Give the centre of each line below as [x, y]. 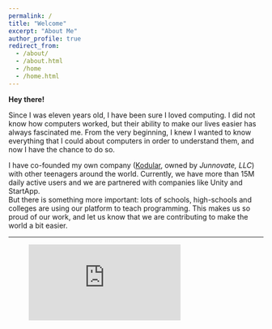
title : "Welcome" [38, 23]
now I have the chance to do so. [62, 149]
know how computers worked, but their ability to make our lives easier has [132, 123]
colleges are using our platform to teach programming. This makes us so [130, 208]
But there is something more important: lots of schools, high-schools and [130, 199]
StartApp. [24, 190]
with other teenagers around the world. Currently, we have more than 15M [132, 173]
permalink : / [30, 16]
